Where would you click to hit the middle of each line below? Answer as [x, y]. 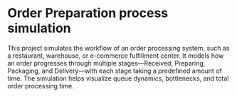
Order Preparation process [88, 13]
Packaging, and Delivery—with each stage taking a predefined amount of [115, 71]
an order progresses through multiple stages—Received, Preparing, [106, 63]
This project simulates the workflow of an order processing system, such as [118, 48]
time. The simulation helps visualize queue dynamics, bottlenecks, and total [118, 78]
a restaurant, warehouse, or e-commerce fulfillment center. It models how [116, 56]
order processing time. [41, 86]
